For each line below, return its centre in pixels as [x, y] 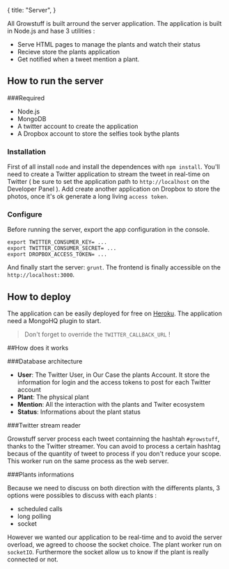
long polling [34, 516]
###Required [26, 98]
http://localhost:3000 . [41, 275]
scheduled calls [40, 509]
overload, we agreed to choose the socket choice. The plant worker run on [114, 545]
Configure [25, 215]
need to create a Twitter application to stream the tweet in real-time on [109, 174]
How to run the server [55, 81]
